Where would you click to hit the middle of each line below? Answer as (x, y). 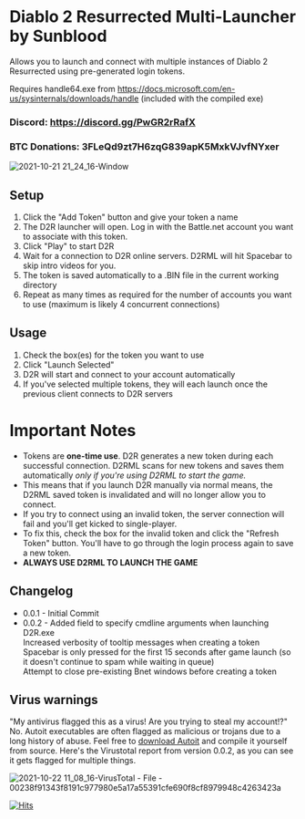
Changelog (41, 591)
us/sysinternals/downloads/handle (74, 98)
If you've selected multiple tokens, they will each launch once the (145, 384)
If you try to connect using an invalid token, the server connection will (153, 513)
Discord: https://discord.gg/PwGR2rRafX (102, 122)
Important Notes (73, 430)
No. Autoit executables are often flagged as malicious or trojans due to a (145, 731)
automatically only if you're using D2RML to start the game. (134, 475)
